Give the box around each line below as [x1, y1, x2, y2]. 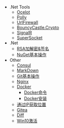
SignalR [16, 30, 32, 35]
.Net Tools [9, 4, 30, 10]
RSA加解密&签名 [16, 46, 50, 51]
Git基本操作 [16, 73, 40, 79]
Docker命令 [24, 89, 47, 95]
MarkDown [16, 68, 39, 73]
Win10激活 [16, 118, 38, 124]
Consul [16, 62, 31, 68]
